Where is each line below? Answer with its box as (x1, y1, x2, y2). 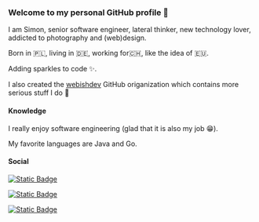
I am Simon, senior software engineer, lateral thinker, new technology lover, (8, 25, 251, 35)
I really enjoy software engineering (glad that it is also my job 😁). (8, 123, 218, 133)
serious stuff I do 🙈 (8, 88, 70, 97)
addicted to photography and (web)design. (8, 33, 147, 42)
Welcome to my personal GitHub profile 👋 (8, 7, 169, 18)
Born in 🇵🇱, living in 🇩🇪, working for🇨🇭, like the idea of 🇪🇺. (8, 49, 210, 58)
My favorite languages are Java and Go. (8, 139, 137, 148)
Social (8, 157, 29, 166)
